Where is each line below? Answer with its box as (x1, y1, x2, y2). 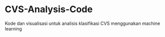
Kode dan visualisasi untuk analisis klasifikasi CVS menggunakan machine (5, 20, 160, 26)
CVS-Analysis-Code (5, 4, 93, 15)
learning (5, 25, 22, 31)
